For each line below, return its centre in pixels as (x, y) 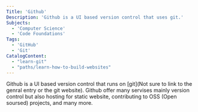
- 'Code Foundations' (39, 34)
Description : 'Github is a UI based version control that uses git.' (95, 17)
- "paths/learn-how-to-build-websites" (61, 67)
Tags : (13, 39)
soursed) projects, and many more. (49, 103)
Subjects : (19, 23)
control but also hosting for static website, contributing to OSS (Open (91, 97)
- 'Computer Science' (39, 28)
